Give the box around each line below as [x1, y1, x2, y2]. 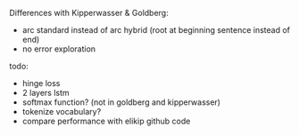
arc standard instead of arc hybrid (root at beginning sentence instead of [21, 25, 290, 35]
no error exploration [21, 44, 96, 54]
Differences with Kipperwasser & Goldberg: [9, 8, 169, 18]
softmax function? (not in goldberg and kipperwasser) [21, 97, 221, 107]
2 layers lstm [21, 88, 70, 98]
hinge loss [21, 78, 61, 88]
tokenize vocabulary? [21, 107, 102, 116]
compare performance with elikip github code [21, 115, 191, 126]
